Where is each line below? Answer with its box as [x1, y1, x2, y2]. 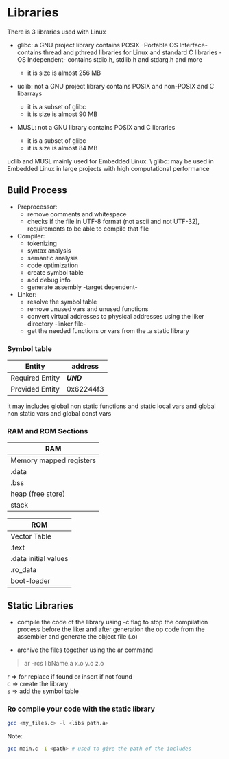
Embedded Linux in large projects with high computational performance [7, 164, 210, 172]
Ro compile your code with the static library [7, 704, 156, 714]
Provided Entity [10, 385, 60, 394]
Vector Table [10, 532, 51, 541]
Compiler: [16, 231, 45, 240]
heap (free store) [10, 489, 66, 499]
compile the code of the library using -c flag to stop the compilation [16, 618, 208, 626]
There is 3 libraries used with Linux [7, 27, 106, 36]
